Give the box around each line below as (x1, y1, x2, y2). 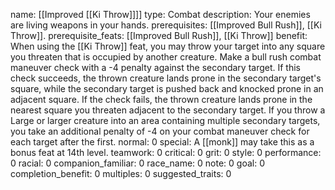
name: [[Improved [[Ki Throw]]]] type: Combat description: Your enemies (10, 9, 311, 20)
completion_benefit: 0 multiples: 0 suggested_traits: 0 (10, 168, 232, 179)
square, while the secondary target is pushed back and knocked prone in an (10, 83, 324, 94)
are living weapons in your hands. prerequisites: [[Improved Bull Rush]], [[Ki (10, 19, 322, 31)
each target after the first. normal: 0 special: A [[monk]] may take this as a (10, 136, 315, 148)
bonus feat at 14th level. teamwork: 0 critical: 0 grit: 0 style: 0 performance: (10, 147, 322, 158)
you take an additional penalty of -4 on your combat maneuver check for (10, 125, 310, 137)
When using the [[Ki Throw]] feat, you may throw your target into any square (10, 40, 326, 52)
